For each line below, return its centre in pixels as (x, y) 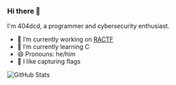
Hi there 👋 (24, 11)
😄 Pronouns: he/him (46, 54)
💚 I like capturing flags (49, 62)
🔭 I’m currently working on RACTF (65, 39)
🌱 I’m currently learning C (53, 47)
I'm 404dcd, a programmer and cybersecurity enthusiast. (88, 26)
